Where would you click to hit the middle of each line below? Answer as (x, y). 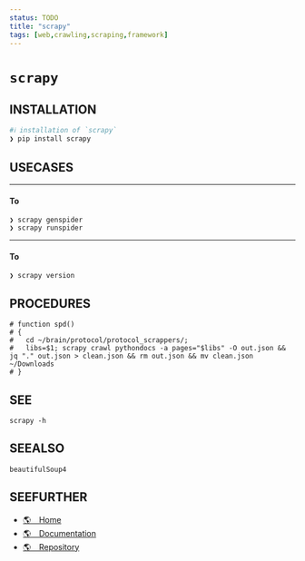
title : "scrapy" (40, 26)
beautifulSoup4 (38, 469)
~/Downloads (32, 364)
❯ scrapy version (42, 276)
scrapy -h (28, 420)
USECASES (42, 167)
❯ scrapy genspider (46, 220)
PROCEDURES (50, 304)
